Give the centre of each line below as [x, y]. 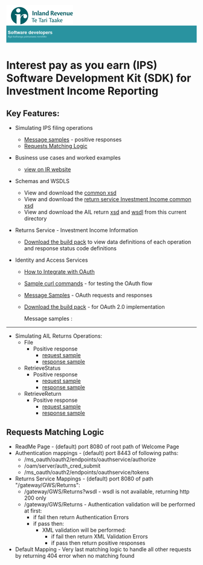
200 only [35, 498]
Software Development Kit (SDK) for [99, 78]
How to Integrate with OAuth [59, 272]
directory [35, 219]
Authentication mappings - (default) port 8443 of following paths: [97, 453]
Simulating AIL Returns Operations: [59, 336]
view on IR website [47, 169]
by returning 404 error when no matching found [75, 556]
